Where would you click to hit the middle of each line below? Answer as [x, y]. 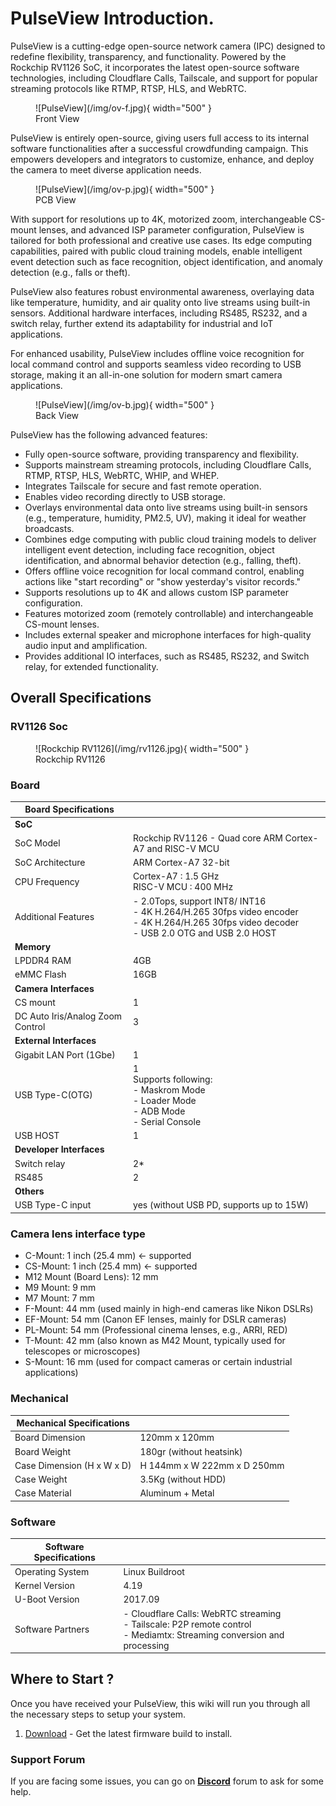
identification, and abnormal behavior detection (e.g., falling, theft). [163, 560]
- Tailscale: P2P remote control [187, 1624]
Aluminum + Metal [177, 1493]
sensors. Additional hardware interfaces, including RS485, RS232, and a [159, 313]
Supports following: [173, 1079]
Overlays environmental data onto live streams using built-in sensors [166, 507]
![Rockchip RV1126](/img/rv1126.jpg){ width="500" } [142, 748]
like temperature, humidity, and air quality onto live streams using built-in [160, 302]
